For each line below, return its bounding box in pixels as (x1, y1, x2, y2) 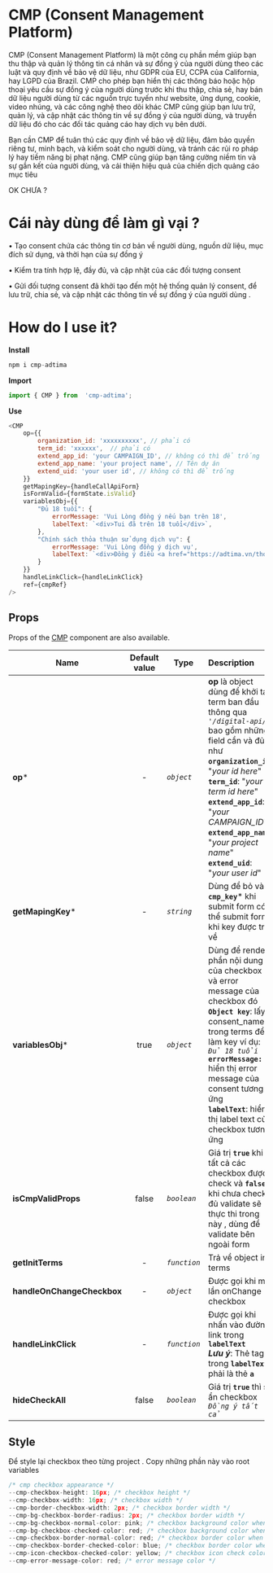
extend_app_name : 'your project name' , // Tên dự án (37, 459, 220, 467)
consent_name (208, 1015, 265, 1027)
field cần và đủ (208, 734, 265, 746)
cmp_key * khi (208, 890, 257, 901)
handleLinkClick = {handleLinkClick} (23, 573, 144, 581)
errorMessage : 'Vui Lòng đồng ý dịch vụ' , (51, 543, 198, 551)
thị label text (208, 1113, 255, 1124)
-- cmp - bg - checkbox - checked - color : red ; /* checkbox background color (8, 1527, 249, 1535)
